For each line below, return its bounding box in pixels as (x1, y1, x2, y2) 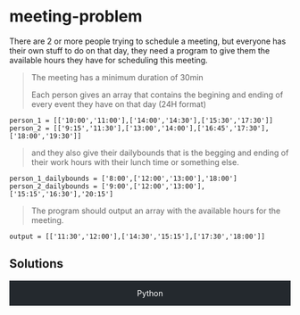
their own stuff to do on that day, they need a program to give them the (9, 45, 271, 55)
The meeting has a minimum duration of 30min (30, 71, 204, 82)
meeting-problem (9, 6, 143, 27)
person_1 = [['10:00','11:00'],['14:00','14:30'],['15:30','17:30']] (9, 116, 274, 125)
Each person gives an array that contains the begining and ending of (30, 89, 284, 100)
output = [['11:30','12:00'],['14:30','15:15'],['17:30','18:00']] (9, 232, 266, 241)
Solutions (9, 256, 64, 271)
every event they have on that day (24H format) (30, 98, 207, 109)
